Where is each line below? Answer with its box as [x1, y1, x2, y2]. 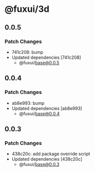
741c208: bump [11, 49, 44, 55]
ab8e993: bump [11, 100, 45, 106]
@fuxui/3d [4, 3, 50, 15]
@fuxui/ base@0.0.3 [19, 162, 60, 168]
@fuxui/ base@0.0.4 [19, 110, 60, 117]
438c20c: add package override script [11, 151, 91, 157]
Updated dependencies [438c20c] [11, 156, 82, 162]
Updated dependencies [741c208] [11, 54, 81, 60]
